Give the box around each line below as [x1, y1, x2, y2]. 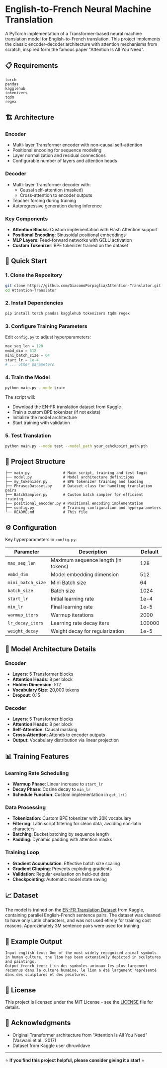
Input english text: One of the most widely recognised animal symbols [5, 950, 157, 955]
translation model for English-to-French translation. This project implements [5, 36, 161, 42]
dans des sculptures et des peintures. [5, 972, 88, 977]
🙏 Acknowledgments [5, 1019, 71, 1027]
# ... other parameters [5, 362, 55, 367]
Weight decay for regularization [50, 628, 124, 635]
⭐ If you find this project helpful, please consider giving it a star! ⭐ [5, 1057, 145, 1063]
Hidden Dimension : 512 [12, 681, 61, 687]
